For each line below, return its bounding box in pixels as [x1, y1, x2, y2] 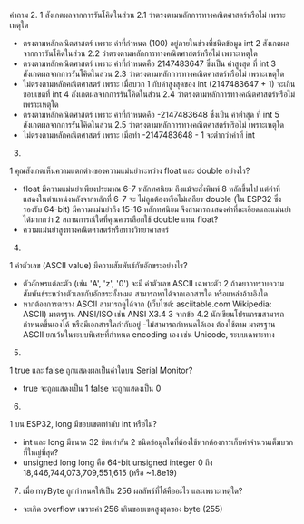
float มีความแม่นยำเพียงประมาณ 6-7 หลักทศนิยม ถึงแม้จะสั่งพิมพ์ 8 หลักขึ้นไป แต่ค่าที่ [22, 183, 281, 194]
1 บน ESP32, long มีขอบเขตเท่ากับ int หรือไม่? [9, 419, 157, 429]
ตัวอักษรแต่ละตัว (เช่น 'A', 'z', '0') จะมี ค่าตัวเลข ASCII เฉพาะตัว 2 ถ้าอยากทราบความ [22, 278, 284, 288]
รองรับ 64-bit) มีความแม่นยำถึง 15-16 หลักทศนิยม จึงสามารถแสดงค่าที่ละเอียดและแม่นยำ [22, 204, 292, 214]
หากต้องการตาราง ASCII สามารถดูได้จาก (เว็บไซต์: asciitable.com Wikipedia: [22, 298, 272, 309]
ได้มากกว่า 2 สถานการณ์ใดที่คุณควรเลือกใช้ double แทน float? [22, 214, 219, 225]
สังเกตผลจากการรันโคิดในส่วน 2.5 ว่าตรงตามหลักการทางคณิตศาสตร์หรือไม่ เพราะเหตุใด [22, 120, 284, 130]
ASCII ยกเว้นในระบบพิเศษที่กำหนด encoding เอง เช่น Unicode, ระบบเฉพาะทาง [22, 329, 275, 340]
